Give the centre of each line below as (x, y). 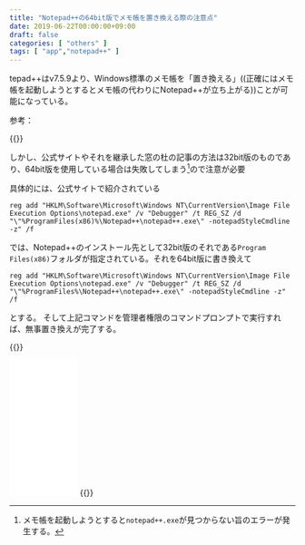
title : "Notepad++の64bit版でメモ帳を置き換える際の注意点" (113, 18)
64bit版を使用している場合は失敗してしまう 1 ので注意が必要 (135, 168)
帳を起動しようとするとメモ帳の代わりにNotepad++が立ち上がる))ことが (145, 90)
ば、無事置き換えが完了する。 (65, 328)
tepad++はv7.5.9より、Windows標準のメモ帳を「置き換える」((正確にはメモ (152, 79)
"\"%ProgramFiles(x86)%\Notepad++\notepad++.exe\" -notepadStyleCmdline (150, 221)
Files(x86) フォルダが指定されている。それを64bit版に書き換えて (131, 258)
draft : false (34, 34)
